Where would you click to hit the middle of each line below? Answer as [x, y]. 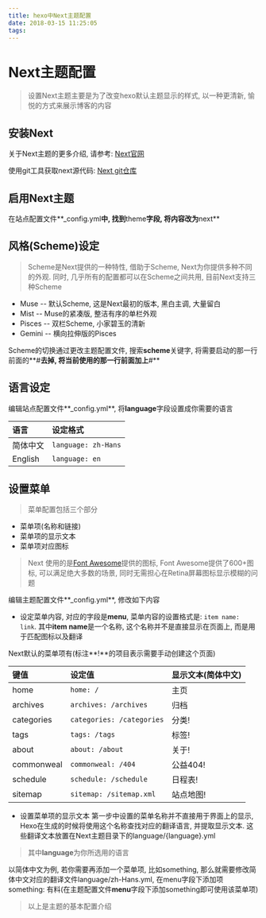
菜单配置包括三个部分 [62, 509]
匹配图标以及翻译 [55, 637]
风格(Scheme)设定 [54, 246]
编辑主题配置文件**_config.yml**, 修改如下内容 [84, 600]
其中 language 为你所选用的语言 [78, 853]
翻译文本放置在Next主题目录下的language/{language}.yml [121, 836]
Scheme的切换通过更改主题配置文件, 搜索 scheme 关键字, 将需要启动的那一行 [133, 350]
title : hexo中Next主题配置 [50, 15]
